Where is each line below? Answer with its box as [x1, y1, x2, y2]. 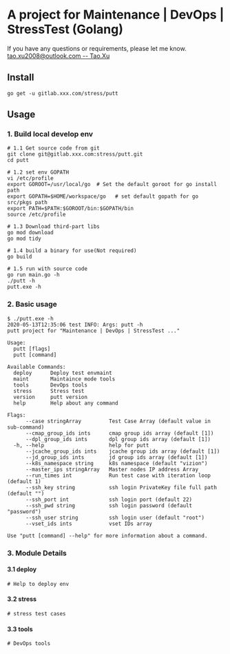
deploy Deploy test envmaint [13, 369, 112, 376]
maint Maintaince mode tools [13, 376, 116, 382]
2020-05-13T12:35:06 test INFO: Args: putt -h [7, 321, 143, 328]
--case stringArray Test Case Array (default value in [25, 418, 211, 425]
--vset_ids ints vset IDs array [25, 520, 153, 527]
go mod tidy [7, 235, 41, 243]
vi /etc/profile [7, 175, 54, 182]
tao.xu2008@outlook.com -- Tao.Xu [7, 52, 110, 60]
